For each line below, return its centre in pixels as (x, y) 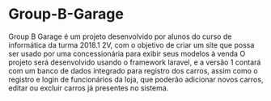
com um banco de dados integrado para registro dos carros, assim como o (133, 70)
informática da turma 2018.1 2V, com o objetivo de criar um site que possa (131, 44)
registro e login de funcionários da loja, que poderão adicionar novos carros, (136, 79)
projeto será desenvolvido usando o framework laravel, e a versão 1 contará (135, 62)
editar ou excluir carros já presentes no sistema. (89, 88)
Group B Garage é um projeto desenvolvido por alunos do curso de (120, 36)
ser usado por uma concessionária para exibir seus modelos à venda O (127, 53)
